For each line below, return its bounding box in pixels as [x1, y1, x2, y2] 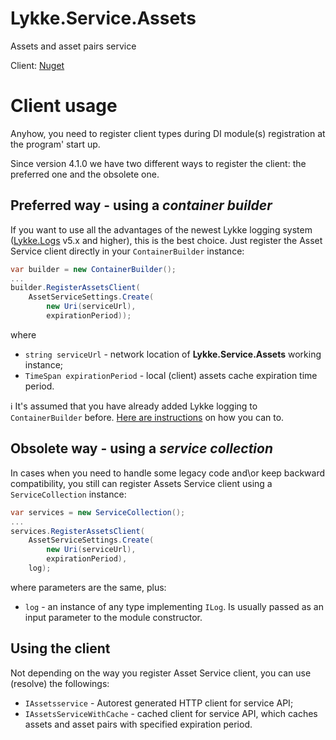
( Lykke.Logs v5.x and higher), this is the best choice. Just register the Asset [10, 234, 323, 246]
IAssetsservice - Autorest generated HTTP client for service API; [24, 697, 294, 709]
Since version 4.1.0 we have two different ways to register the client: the [10, 157, 307, 169]
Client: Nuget [10, 59, 65, 71]
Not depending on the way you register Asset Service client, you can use [10, 667, 312, 679]
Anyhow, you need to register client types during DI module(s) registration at [10, 127, 326, 139]
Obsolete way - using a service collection [10, 440, 274, 457]
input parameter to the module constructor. [24, 611, 203, 623]
